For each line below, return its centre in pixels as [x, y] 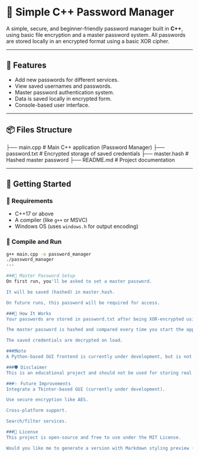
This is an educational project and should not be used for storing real [99, 373]
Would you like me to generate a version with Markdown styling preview [98, 448]
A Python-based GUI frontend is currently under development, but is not [99, 357]
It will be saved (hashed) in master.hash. [61, 292]
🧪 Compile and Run [34, 242]
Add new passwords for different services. [67, 80]
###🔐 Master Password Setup [41, 276]
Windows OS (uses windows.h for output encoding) [76, 226]
